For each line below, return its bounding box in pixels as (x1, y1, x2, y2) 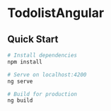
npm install (7, 58, 42, 65)
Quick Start (7, 33, 59, 45)
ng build (7, 97, 33, 104)
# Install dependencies (7, 52, 78, 59)
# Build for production (7, 90, 78, 98)
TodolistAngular (7, 5, 105, 21)
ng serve (7, 78, 33, 85)
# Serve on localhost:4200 (7, 71, 87, 78)
